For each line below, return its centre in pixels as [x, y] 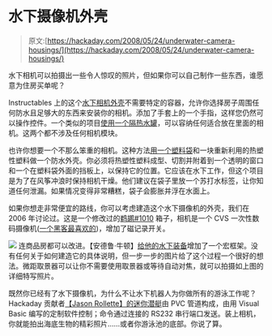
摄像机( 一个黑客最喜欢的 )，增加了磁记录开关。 [92, 228]
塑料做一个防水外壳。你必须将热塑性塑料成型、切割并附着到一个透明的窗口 [139, 160]
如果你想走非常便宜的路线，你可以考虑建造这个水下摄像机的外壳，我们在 [129, 208]
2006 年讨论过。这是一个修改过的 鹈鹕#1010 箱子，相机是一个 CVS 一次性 [130, 218]
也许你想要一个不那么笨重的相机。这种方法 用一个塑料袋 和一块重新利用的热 [132, 150]
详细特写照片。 [33, 276]
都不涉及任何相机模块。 [83, 133]
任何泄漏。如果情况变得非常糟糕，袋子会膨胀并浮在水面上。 [115, 191]
